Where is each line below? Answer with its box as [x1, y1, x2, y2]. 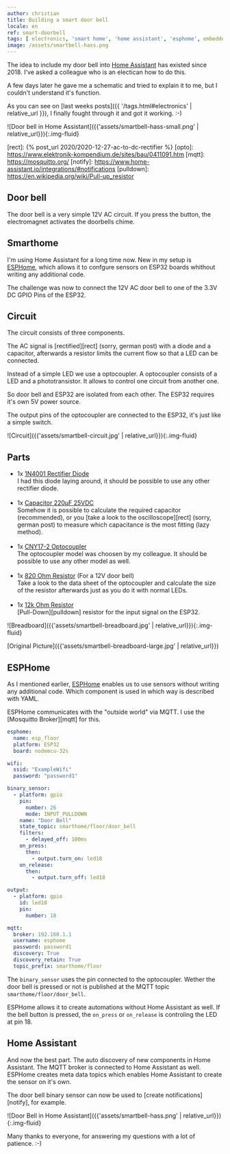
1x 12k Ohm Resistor [16, 601, 74, 609]
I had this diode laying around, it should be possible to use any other [16, 477, 210, 485]
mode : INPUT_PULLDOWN [25, 810, 88, 817]
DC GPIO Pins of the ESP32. [7, 291, 87, 299]
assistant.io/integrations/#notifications [7, 165, 116, 173]
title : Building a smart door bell [7, 16, 109, 23]
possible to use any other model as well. [16, 557, 131, 566]
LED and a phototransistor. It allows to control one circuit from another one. [7, 377, 219, 385]
